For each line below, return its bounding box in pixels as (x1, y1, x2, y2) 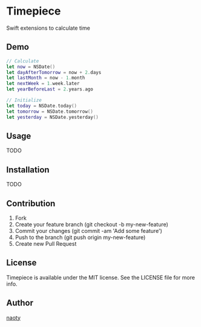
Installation (6, 164, 50, 175)
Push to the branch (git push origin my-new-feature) (15, 234, 146, 241)
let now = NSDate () (6, 64, 56, 70)
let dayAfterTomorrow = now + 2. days (6, 69, 102, 75)
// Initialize (6, 97, 42, 103)
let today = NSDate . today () (6, 103, 77, 109)
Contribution (6, 198, 56, 209)
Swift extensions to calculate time (6, 24, 91, 32)
